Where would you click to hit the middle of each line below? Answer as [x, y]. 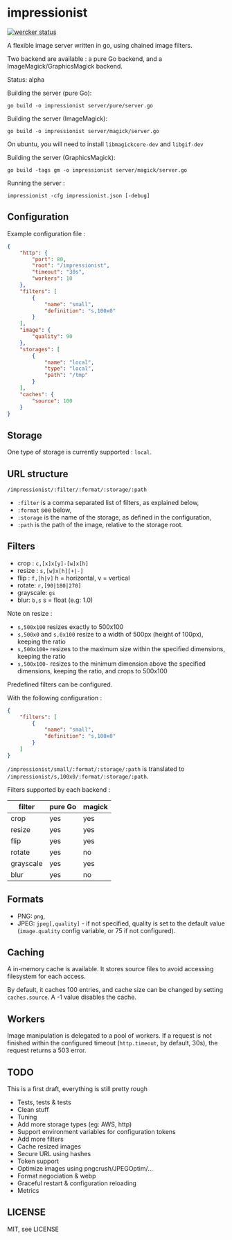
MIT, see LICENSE [33, 1229]
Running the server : [36, 183]
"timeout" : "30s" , [59, 272]
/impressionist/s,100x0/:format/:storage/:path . [78, 776]
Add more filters [40, 1139]
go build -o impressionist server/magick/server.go [83, 131]
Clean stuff [33, 1110]
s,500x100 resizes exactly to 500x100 [70, 627]
